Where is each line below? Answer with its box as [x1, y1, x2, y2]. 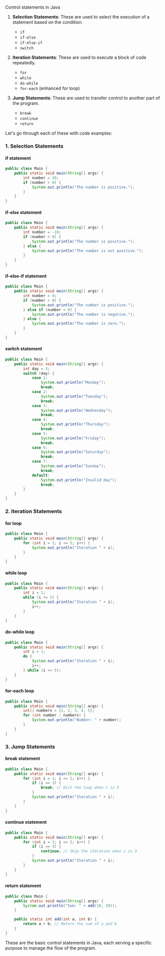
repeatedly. [12, 60, 36, 65]
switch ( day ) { [23, 371, 55, 376]
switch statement [5, 346, 42, 352]
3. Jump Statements [5, 743, 55, 750]
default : [31, 473, 50, 478]
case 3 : [31, 403, 48, 408]
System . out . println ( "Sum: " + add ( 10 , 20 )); [23, 903, 117, 908]
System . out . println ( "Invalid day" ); [40, 478, 117, 482]
